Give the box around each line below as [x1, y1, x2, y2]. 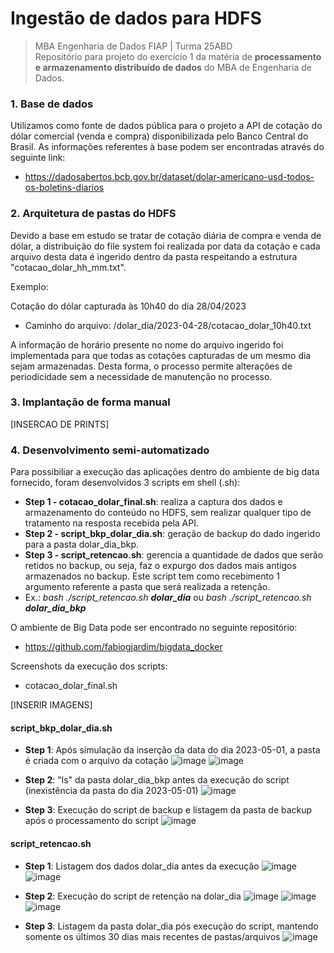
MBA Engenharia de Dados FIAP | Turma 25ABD [34, 40, 233, 52]
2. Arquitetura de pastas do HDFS [10, 207, 177, 221]
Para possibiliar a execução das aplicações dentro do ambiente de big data [10, 466, 320, 478]
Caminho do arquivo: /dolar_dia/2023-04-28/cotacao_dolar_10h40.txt [24, 319, 312, 331]
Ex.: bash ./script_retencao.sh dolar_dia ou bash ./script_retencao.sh [24, 592, 312, 604]
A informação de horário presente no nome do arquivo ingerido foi [10, 338, 284, 351]
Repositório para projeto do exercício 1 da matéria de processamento [34, 50, 322, 62]
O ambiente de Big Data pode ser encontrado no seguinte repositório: [10, 622, 298, 634]
